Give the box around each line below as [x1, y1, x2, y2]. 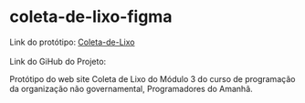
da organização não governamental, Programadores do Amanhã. [9, 83, 253, 94]
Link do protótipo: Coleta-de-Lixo [9, 36, 135, 47]
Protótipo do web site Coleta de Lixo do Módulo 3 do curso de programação [9, 73, 296, 84]
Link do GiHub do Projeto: [9, 56, 107, 67]
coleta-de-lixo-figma [9, 6, 173, 27]
